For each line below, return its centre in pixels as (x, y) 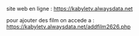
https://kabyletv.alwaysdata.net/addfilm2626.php (69, 27)
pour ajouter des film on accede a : (51, 20)
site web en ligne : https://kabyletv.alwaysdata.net (69, 9)
